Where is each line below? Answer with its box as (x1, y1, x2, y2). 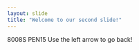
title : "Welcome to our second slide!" (7, 16, 122, 23)
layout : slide (7, 10, 48, 17)
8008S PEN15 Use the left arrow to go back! (7, 35, 133, 43)
